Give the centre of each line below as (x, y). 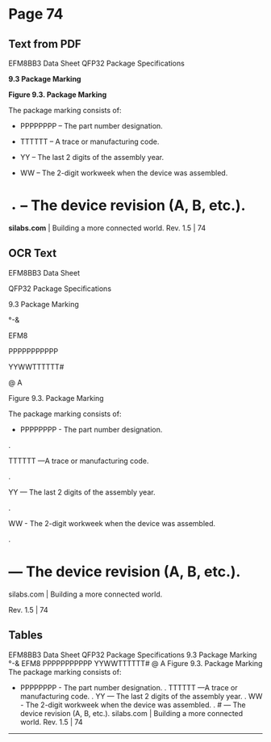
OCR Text (33, 253)
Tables (25, 635)
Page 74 (36, 14)
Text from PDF (45, 44)
